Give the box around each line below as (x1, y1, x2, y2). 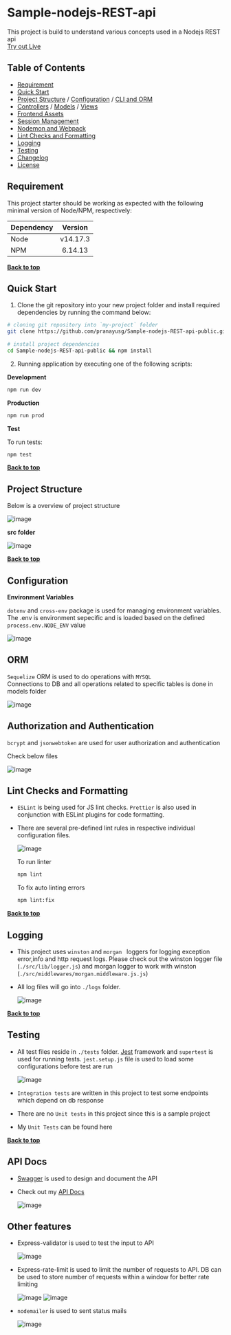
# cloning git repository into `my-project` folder (7, 322, 158, 329)
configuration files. (16, 831, 71, 839)
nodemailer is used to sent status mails (16, 1307, 127, 1315)
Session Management (16, 117, 79, 125)
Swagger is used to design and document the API (16, 1174, 158, 1182)
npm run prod (7, 412, 45, 419)
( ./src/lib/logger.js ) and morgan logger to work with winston (16, 962, 197, 970)
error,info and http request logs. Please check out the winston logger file (16, 955, 223, 963)
